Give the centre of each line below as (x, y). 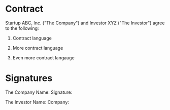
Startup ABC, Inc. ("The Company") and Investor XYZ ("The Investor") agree (85, 23)
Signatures (29, 78)
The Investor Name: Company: (37, 102)
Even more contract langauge (43, 58)
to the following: (22, 28)
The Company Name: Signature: (39, 92)
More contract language (38, 48)
